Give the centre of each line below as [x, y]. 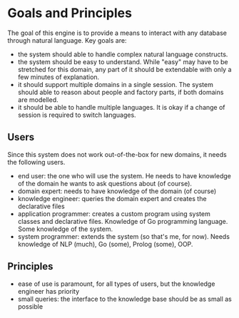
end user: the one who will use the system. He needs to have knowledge [124, 175]
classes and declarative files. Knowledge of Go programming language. [123, 221]
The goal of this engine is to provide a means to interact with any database [117, 33]
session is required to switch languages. [77, 115]
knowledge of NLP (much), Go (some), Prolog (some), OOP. [105, 244]
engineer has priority [49, 291]
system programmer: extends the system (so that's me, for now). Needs [124, 236]
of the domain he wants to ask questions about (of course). [105, 183]
